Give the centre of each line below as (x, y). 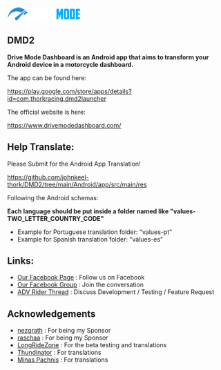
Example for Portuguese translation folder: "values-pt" (95, 232)
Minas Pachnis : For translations (63, 360)
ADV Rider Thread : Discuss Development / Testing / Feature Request (116, 292)
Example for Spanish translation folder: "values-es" (90, 239)
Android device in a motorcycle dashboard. (70, 64)
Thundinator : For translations (59, 353)
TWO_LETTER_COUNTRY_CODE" (56, 218)
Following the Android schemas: (53, 197)
